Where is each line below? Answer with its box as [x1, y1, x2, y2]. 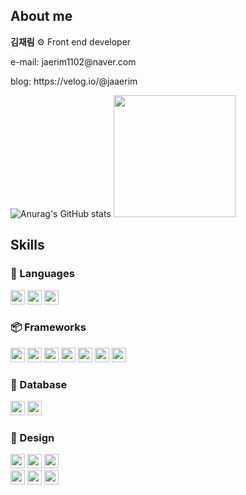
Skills [10, 237, 45, 254]
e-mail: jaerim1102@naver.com [10, 55, 137, 68]
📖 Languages [10, 267, 75, 281]
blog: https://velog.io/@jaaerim [10, 75, 138, 87]
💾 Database [10, 377, 68, 391]
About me [10, 8, 73, 25]
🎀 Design [10, 431, 55, 445]
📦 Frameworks [10, 320, 87, 334]
